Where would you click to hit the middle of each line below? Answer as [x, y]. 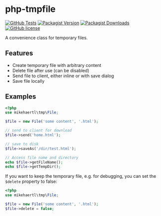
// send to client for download [38, 131]
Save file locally [28, 81]
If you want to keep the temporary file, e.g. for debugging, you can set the [81, 176]
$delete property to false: [31, 181]
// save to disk [22, 144]
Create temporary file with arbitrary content [57, 65]
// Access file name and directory [42, 158]
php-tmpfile [30, 9]
